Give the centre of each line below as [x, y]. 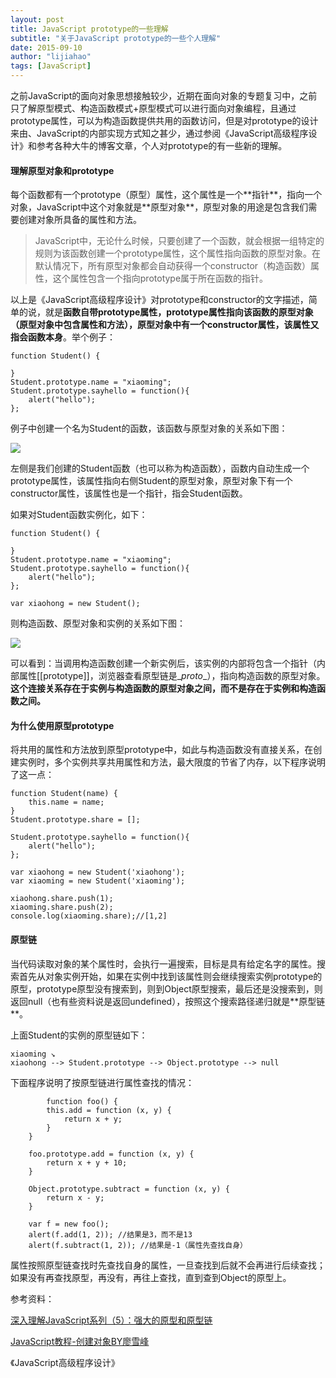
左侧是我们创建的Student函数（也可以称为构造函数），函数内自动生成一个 [160, 468]
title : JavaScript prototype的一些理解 [89, 29]
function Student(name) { [64, 794]
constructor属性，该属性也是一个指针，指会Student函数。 [129, 493]
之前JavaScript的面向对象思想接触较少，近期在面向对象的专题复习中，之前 [164, 95]
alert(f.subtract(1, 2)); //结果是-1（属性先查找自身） [138, 1245]
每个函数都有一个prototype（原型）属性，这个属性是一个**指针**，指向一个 [166, 195]
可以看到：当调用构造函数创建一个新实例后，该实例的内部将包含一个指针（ [163, 663]
